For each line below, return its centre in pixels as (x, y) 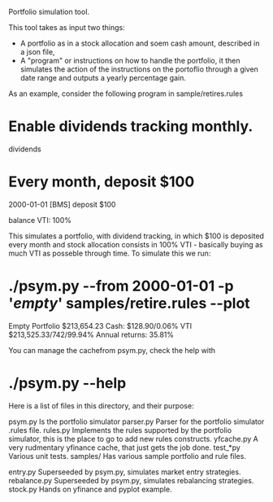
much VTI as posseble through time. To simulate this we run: (110, 253)
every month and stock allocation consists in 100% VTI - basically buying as (136, 244)
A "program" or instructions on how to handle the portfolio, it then (130, 61)
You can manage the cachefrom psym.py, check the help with (112, 350)
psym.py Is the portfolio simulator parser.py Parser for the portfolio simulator (136, 421)
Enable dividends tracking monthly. (131, 127)
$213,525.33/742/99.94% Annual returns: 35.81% (91, 334)
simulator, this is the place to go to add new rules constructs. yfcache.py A (133, 439)
